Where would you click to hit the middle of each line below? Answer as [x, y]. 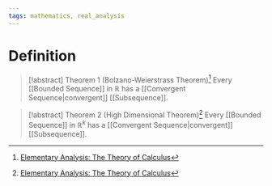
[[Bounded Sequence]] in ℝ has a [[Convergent [107, 89]
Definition [42, 55]
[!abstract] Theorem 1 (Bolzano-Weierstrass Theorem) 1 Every [130, 79]
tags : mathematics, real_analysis [67, 16]
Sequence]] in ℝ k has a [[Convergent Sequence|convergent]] [130, 124]
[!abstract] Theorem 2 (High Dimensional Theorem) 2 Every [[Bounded [144, 114]
